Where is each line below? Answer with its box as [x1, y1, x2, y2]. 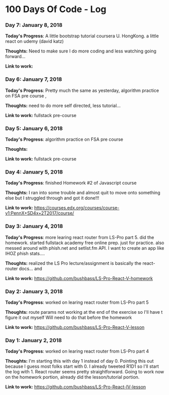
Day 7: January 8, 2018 [5, 22, 63, 29]
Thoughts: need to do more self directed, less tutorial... [5, 102, 121, 108]
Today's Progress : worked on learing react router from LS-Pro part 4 [5, 348, 149, 354]
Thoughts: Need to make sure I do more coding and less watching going [5, 48, 156, 54]
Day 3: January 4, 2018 [5, 223, 63, 230]
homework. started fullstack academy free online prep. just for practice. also [5, 240, 164, 246]
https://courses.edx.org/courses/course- [34, 205, 120, 211]
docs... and [19, 265, 42, 271]
